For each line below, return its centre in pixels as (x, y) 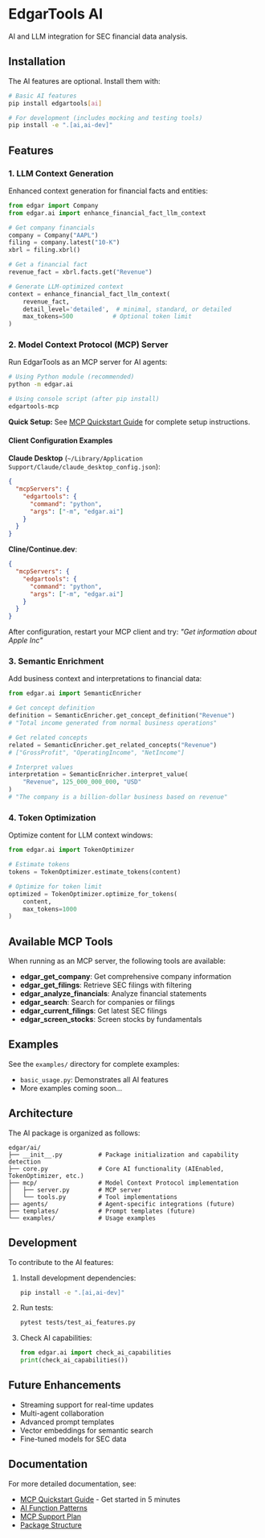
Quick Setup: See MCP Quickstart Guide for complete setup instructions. (129, 422)
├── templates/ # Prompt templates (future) (102, 1211)
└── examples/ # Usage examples (82, 1218)
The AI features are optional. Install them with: (84, 81)
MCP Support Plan (51, 1516)
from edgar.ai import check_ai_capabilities (96, 1353)
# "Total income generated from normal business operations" (113, 723)
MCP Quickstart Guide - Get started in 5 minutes (100, 1499)
